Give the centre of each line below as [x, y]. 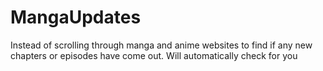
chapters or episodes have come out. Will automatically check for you [154, 55]
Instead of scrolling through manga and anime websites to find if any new [161, 45]
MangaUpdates [76, 17]
